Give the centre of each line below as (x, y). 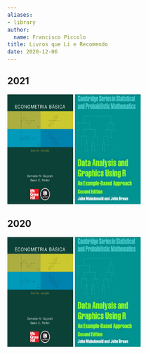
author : (19, 29)
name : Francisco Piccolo (50, 37)
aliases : (20, 15)
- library (22, 22)
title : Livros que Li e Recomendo (58, 45)
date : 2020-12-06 (33, 52)
